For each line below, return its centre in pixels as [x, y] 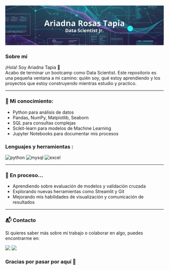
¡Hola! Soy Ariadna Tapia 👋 [33, 67]
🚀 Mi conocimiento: [29, 101]
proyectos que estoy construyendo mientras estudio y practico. [71, 83]
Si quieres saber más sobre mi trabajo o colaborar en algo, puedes [74, 233]
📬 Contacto [21, 220]
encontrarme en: [23, 238]
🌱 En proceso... [24, 175]
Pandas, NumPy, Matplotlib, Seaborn [51, 117]
